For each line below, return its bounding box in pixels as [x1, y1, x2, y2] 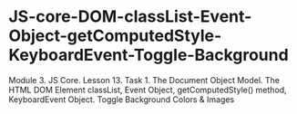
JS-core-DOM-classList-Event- [8, 6, 252, 27]
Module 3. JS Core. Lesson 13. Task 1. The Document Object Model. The [8, 74, 280, 85]
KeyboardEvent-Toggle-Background [8, 45, 289, 65]
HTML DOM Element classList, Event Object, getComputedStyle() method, [8, 84, 288, 95]
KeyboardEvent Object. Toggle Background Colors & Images [8, 93, 235, 105]
